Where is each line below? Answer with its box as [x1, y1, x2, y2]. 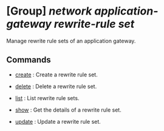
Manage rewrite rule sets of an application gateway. [6, 37, 136, 44]
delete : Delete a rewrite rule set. [15, 82, 97, 90]
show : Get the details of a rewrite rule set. [15, 106, 121, 113]
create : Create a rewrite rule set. [15, 71, 98, 78]
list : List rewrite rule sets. [15, 94, 80, 101]
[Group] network [6, 4, 92, 18]
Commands [6, 55, 52, 65]
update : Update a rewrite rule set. [15, 118, 101, 125]
